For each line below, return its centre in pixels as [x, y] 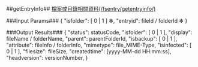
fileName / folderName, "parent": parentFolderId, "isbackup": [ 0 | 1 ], [92, 39]
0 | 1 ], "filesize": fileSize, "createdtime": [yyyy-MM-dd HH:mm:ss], [89, 51]
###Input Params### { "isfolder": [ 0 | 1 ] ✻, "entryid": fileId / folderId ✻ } [97, 21]
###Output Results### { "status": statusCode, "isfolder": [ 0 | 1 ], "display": [99, 32]
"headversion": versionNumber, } [47, 58]
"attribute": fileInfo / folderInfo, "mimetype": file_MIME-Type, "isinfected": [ [99, 45]
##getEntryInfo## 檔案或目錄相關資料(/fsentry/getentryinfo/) [81, 9]
